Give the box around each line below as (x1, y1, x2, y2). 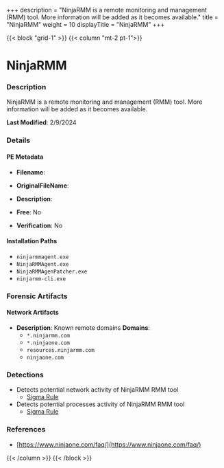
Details (6, 135, 31, 145)
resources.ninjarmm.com (26, 346, 95, 353)
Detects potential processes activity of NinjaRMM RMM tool (16, 400, 185, 408)
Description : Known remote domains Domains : (16, 323, 150, 332)
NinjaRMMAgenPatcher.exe (16, 268, 88, 275)
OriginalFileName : (16, 181, 69, 190)
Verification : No (16, 221, 63, 230)
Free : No (16, 208, 42, 216)
